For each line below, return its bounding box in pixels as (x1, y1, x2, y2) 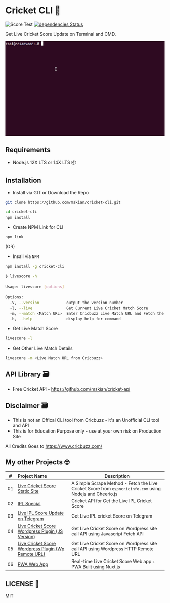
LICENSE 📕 (5, 579, 39, 588)
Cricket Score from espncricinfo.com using (71, 485, 161, 491)
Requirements (5, 146, 51, 154)
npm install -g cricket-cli (5, 264, 65, 269)
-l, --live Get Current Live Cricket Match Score (10, 306, 148, 311)
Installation (5, 176, 41, 185)
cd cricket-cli (5, 209, 37, 214)
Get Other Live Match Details (12, 345, 73, 351)
